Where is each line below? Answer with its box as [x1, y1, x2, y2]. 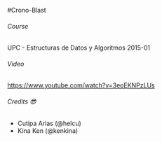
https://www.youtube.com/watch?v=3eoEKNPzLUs [7, 81, 156, 90]
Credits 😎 [7, 97, 36, 106]
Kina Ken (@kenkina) [17, 126, 79, 135]
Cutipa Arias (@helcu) [17, 119, 82, 127]
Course [7, 22, 29, 30]
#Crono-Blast [7, 6, 47, 14]
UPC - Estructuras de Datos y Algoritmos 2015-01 [7, 43, 151, 52]
